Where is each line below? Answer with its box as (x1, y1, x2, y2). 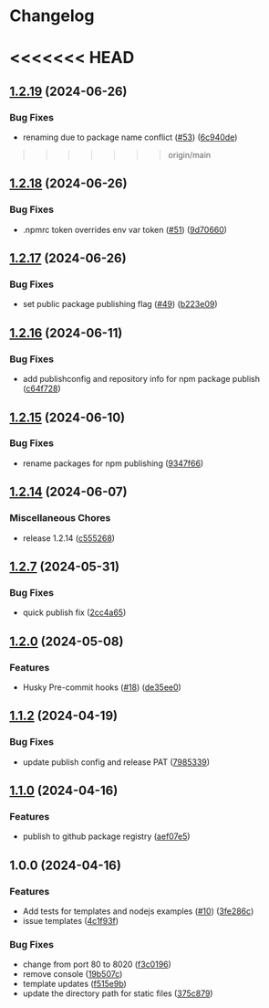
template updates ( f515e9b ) (22, 979, 128, 990)
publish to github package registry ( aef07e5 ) (22, 831, 191, 842)
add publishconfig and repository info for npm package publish (22, 374, 260, 385)
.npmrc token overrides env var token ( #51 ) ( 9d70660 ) (22, 224, 228, 235)
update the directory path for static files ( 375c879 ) (22, 988, 213, 999)
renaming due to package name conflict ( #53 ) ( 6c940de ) (22, 132, 238, 143)
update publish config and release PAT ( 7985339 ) (22, 756, 211, 768)
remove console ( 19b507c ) (22, 969, 123, 980)
